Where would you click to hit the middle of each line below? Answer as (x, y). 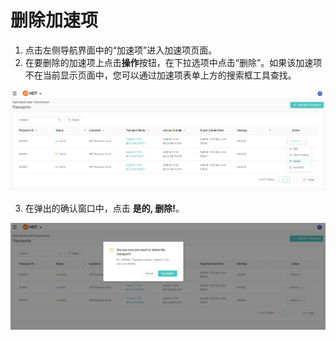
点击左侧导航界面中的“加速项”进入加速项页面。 (121, 50)
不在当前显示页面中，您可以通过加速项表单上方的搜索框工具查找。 (160, 75)
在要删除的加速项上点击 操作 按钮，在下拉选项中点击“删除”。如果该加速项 (173, 62)
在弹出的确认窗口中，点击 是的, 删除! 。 (104, 208)
